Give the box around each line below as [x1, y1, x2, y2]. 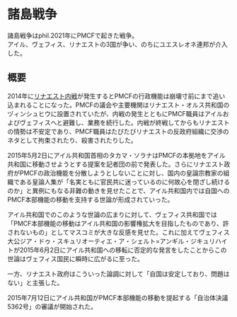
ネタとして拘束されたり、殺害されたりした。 [7, 136, 138, 144]
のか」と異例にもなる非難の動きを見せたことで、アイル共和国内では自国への [7, 186, 230, 195]
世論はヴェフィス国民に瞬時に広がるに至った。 [7, 254, 144, 263]
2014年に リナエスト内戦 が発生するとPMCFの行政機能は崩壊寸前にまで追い [7, 91, 226, 100]
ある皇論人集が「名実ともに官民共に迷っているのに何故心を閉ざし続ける [19, 178, 231, 186]
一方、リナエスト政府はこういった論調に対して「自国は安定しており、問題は [7, 270, 230, 278]
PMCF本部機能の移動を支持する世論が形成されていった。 [7, 195, 174, 204]
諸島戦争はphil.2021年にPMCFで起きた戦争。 [7, 31, 139, 40]
